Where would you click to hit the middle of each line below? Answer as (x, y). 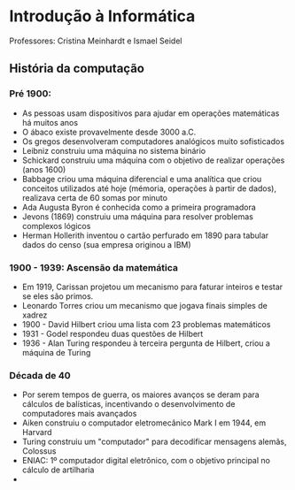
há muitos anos (50, 122)
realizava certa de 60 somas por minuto (95, 197)
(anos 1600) (44, 169)
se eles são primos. (58, 296)
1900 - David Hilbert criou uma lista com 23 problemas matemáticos (146, 324)
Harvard (37, 433)
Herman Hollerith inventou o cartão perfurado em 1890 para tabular (145, 235)
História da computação (77, 69)
